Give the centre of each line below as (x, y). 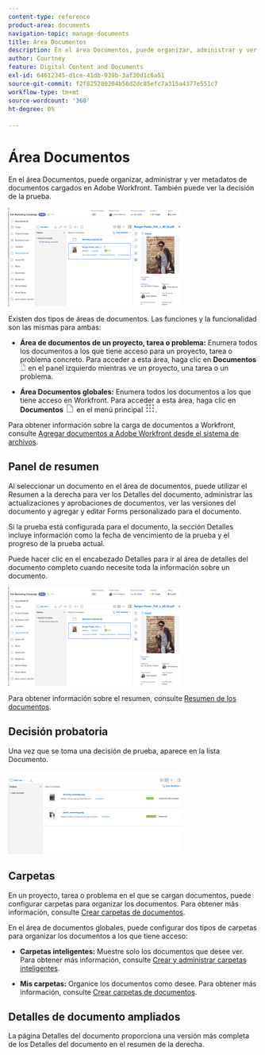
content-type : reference (49, 17)
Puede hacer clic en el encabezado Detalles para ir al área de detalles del (128, 559)
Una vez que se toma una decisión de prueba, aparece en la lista (114, 751)
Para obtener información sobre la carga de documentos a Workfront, (122, 425)
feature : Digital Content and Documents (76, 67)
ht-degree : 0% (32, 109)
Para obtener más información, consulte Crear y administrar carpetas (133, 960)
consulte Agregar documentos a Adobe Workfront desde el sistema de (124, 433)
